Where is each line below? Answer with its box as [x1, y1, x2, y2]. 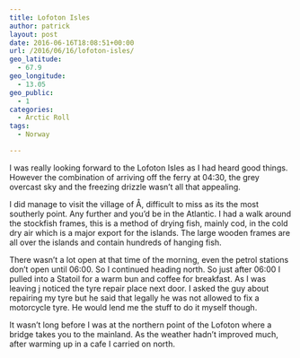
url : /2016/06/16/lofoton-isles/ [9, 47, 135, 56]
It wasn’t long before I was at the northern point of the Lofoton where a [9, 319, 272, 330]
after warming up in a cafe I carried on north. [9, 338, 175, 349]
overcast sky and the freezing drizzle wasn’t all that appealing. [9, 181, 241, 192]
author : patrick [9, 22, 70, 31]
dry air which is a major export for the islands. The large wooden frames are [9, 227, 290, 238]
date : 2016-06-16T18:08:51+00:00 [9, 38, 135, 48]
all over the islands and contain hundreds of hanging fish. [9, 237, 222, 248]
